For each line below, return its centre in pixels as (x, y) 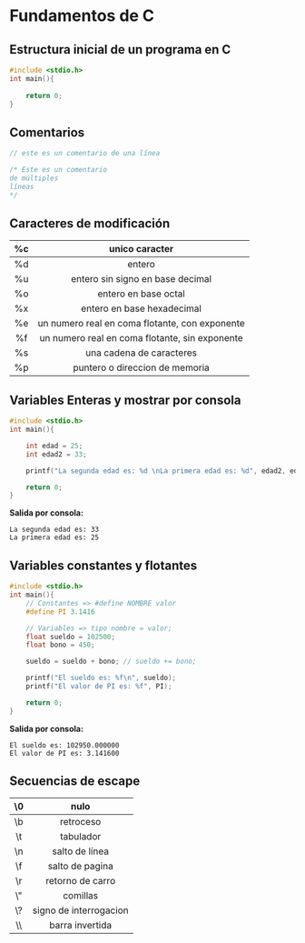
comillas (81, 896)
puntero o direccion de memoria (142, 367)
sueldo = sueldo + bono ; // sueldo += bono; (111, 662)
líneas (22, 186)
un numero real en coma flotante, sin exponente (141, 338)
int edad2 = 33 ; (57, 454)
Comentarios (47, 132)
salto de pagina (80, 867)
